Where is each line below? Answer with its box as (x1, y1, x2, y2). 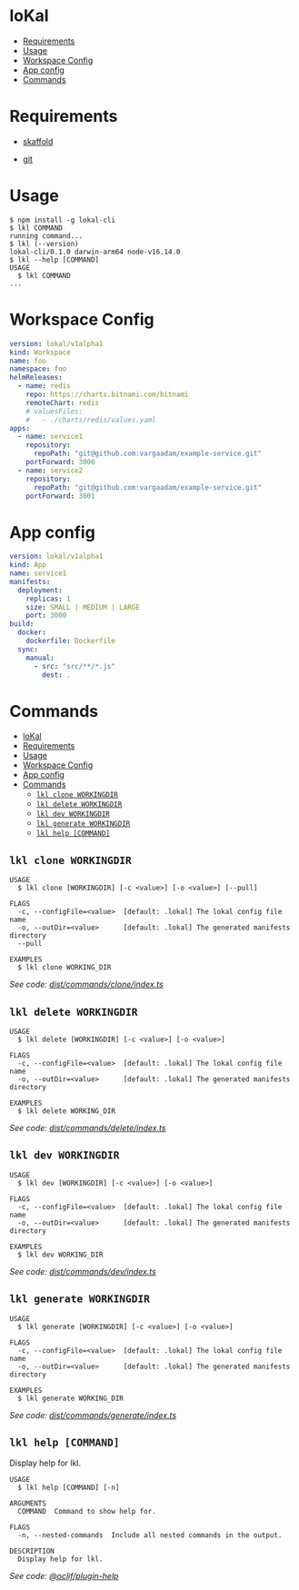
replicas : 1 (25, 594, 71, 603)
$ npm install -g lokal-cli (9, 215, 116, 224)
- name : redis (17, 382, 71, 391)
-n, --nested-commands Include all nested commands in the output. (17, 1531, 283, 1540)
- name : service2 (17, 465, 84, 475)
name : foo (9, 356, 47, 365)
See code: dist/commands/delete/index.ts (9, 1123, 166, 1133)
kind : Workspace (9, 347, 71, 357)
